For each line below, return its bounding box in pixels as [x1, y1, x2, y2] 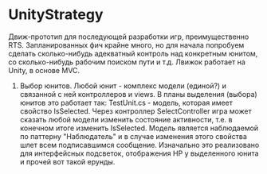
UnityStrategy [8, 6, 104, 24]
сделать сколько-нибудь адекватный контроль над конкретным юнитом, [8, 48, 258, 58]
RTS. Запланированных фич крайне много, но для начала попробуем [8, 40, 245, 49]
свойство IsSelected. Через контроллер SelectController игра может [19, 106, 253, 116]
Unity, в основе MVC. [8, 65, 80, 75]
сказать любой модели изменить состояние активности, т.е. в [19, 114, 233, 124]
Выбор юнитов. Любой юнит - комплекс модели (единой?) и [19, 81, 227, 91]
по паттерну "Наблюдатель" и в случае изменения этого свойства [19, 131, 247, 141]
